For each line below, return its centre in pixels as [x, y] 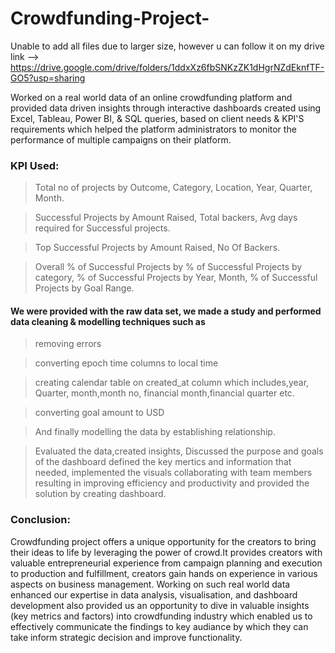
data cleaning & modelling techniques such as [108, 321]
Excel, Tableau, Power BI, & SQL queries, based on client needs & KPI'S [157, 118]
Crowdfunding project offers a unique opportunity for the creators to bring [163, 541]
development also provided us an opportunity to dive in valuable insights [160, 605]
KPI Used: [35, 165]
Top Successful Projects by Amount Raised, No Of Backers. [157, 248]
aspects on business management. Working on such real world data [150, 584]
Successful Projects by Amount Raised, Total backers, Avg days [166, 218]
